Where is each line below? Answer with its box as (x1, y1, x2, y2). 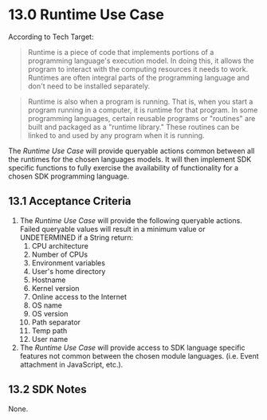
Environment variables (31, 257, 106, 268)
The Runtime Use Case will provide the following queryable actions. (19, 215, 243, 225)
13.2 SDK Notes (8, 383, 88, 396)
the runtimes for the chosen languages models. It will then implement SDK (8, 154, 252, 164)
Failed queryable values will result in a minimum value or (19, 224, 206, 234)
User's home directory (31, 266, 106, 276)
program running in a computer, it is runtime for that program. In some (27, 105, 258, 115)
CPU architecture (31, 241, 89, 250)
